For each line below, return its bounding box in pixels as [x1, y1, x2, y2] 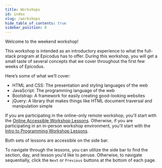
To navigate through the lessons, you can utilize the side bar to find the [5, 147, 148, 153]
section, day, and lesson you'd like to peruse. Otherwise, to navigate [5, 152, 142, 158]
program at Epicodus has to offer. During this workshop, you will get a [17, 53, 158, 59]
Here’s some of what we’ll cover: [5, 73, 71, 79]
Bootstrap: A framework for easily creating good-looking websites [12, 93, 145, 99]
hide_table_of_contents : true [5, 20, 67, 26]
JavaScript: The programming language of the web [12, 88, 115, 93]
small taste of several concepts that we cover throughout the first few [5, 58, 145, 64]
